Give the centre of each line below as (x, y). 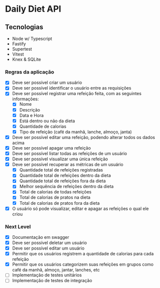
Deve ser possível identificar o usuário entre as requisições (72, 88)
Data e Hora (31, 115)
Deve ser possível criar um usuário (47, 83)
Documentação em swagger (40, 237)
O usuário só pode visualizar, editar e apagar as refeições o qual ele (80, 209)
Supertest (22, 49)
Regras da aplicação (30, 72)
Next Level (18, 227)
